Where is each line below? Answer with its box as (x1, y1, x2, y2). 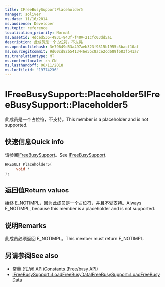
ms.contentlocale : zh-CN (5, 58, 57, 63)
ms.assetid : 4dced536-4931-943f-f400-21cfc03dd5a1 (5, 35, 112, 40)
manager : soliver (5, 12, 41, 17)
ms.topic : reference (5, 26, 48, 31)
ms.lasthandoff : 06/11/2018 (5, 63, 64, 68)
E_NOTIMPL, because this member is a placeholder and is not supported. (5, 206, 156, 212)
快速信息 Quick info (5, 138, 64, 146)
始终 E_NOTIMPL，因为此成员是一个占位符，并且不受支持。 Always (5, 200, 142, 206)
